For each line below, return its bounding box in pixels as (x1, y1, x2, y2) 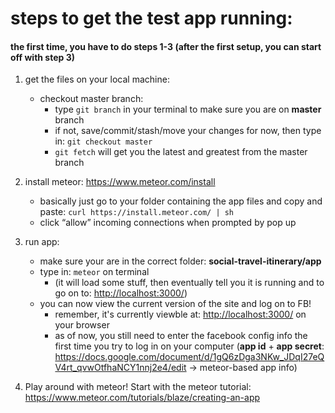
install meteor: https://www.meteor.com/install (24, 176, 216, 188)
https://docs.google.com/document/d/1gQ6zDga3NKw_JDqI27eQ (54, 351, 325, 363)
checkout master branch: (39, 93, 144, 105)
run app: (24, 236, 60, 248)
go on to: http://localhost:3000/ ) (54, 287, 188, 299)
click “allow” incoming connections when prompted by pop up (39, 217, 297, 229)
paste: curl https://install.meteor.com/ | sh (39, 206, 235, 218)
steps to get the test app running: (10, 7, 293, 30)
